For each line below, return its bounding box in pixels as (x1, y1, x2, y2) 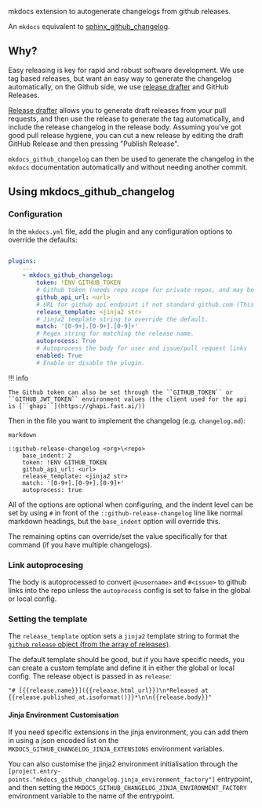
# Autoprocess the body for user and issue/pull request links (36, 344, 247, 352)
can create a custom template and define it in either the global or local (8, 663, 235, 673)
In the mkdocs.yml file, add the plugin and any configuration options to (8, 227, 233, 236)
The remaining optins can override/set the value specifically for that (8, 531, 227, 540)
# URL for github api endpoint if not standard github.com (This (36, 300, 255, 308)
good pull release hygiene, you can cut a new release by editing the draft (8, 130, 244, 140)
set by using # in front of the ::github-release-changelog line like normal (8, 508, 243, 517)
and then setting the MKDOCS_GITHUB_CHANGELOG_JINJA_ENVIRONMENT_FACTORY (8, 783, 247, 792)
